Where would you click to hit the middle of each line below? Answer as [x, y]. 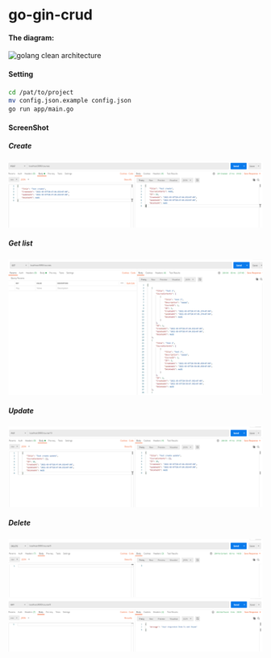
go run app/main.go [41, 109]
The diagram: [31, 37]
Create [20, 146]
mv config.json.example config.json [70, 101]
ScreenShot [29, 128]
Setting [21, 73]
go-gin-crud [50, 15]
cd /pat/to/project [41, 92]
